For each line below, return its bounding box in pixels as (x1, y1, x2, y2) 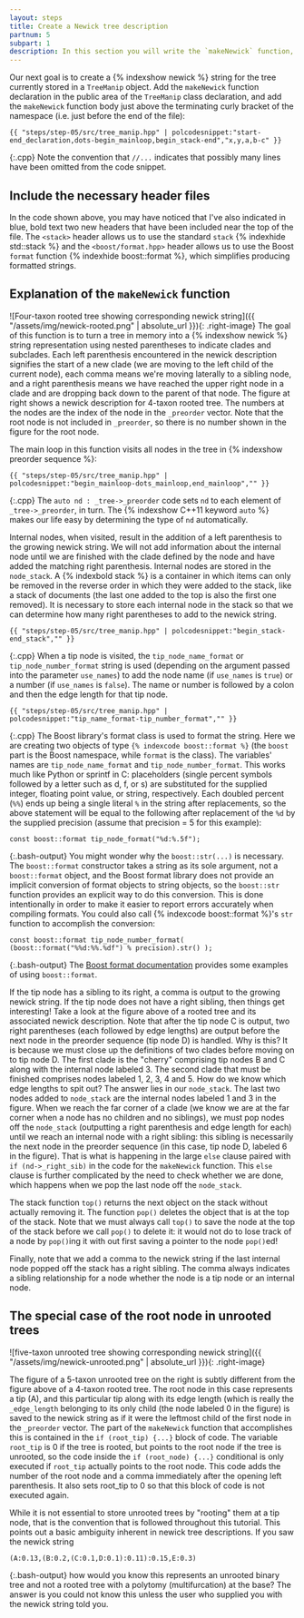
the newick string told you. (9, 1598, 109, 1609)
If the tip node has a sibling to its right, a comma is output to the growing (9, 986, 281, 997)
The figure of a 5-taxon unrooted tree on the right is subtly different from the (9, 1374, 296, 1385)
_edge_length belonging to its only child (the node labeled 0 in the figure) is (9, 1403, 290, 1414)
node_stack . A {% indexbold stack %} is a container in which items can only (9, 570, 292, 581)
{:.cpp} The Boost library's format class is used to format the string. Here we (9, 730, 296, 740)
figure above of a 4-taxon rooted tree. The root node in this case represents (9, 1383, 293, 1394)
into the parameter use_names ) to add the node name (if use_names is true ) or (9, 669, 293, 681)
